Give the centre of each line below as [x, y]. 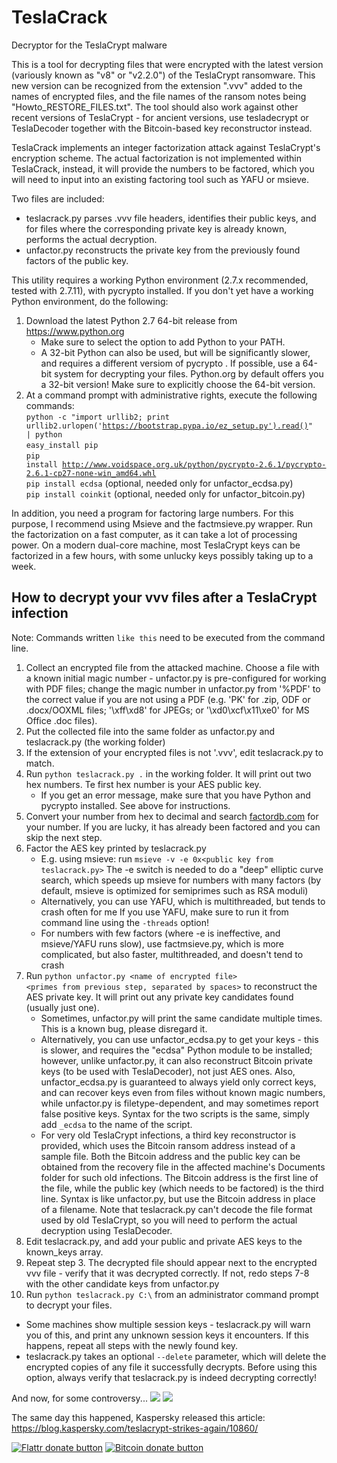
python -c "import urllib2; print [97, 417]
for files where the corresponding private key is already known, [156, 228]
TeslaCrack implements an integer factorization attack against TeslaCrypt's [166, 147]
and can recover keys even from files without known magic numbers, [183, 1092]
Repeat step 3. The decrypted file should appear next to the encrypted [171, 1262]
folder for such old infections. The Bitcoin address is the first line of [179, 1177]
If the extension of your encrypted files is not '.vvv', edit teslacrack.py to [174, 752]
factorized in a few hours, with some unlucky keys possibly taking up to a [162, 555]
